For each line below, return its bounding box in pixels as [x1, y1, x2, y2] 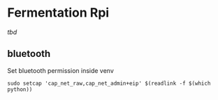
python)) [7, 85, 33, 93]
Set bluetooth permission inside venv [7, 66, 114, 74]
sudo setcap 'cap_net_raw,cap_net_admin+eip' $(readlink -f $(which [7, 80, 211, 87]
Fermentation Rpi [7, 5, 110, 21]
